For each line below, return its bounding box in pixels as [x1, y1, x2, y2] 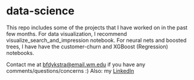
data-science [6, 4, 75, 18]
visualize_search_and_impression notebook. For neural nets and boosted [6, 36, 187, 44]
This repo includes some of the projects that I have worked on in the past [6, 24, 188, 31]
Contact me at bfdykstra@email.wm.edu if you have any [6, 61, 146, 68]
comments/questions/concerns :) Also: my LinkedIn [6, 67, 134, 74]
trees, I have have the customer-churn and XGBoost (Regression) [6, 43, 169, 50]
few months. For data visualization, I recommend [6, 30, 128, 37]
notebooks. [6, 49, 34, 56]
